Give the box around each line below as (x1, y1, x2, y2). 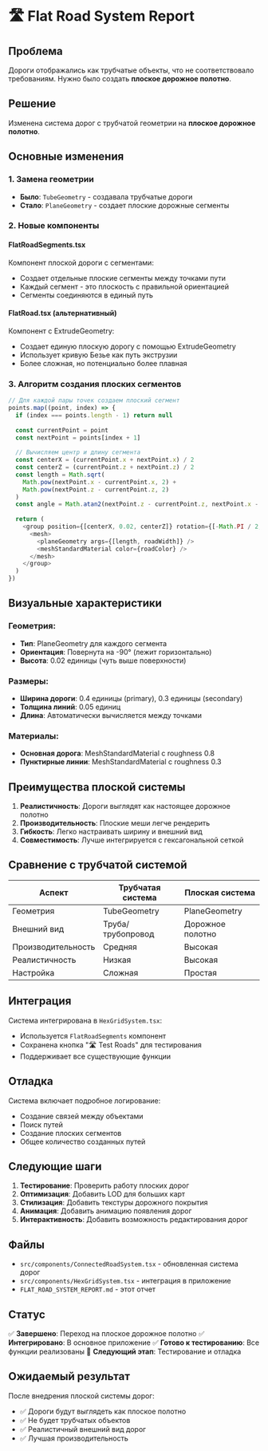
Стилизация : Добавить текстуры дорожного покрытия (19, 1198, 208, 1208)
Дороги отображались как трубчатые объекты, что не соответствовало (8, 65, 254, 75)
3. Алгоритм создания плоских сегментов (8, 378, 182, 389)
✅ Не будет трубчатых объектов (19, 1415, 131, 1425)
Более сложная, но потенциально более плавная (19, 358, 187, 368)
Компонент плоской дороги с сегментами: (8, 258, 154, 267)
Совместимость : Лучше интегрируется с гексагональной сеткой (19, 835, 244, 845)
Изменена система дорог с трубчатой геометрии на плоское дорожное (8, 118, 256, 128)
